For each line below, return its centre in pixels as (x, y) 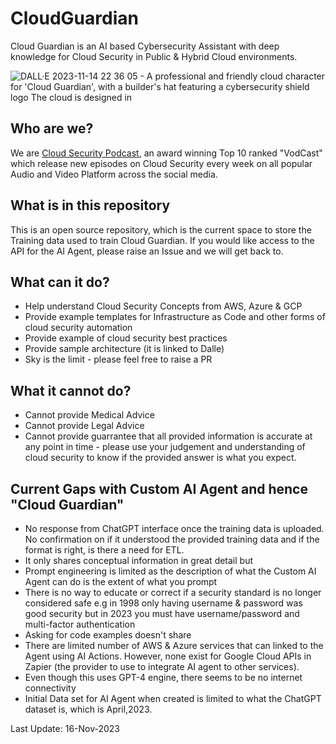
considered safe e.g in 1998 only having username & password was (163, 603)
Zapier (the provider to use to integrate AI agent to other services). (162, 666)
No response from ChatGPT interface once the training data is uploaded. (174, 528)
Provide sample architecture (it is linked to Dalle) (124, 349)
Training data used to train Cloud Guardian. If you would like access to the (162, 240)
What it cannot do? (71, 390)
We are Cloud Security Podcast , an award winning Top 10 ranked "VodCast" (166, 153)
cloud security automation (78, 328)
